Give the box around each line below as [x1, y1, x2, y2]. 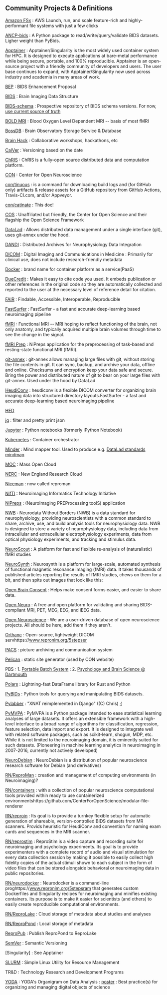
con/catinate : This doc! [5, 202, 54, 208]
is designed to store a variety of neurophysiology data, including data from [5, 525, 159, 532]
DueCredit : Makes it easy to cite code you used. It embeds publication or [5, 276, 156, 282]
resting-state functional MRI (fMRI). [5, 346, 78, 352]
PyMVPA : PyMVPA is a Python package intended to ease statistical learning [5, 710, 162, 716]
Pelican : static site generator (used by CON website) [5, 656, 114, 662]
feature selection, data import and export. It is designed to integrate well [5, 726, 154, 732]
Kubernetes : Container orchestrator [5, 436, 80, 442]
